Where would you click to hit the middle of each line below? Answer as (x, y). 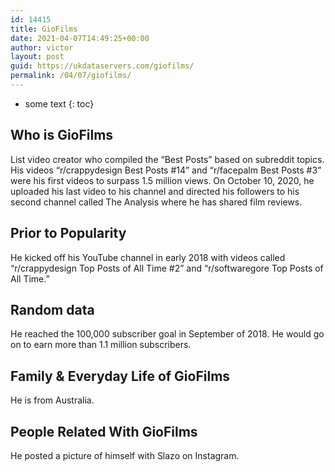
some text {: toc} (59, 103)
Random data (52, 309)
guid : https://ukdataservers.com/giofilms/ (102, 66)
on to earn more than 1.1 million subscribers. (101, 345)
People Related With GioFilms (104, 431)
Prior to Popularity (68, 233)
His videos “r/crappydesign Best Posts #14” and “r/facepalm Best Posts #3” (166, 170)
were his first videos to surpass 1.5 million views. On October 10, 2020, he (162, 180)
